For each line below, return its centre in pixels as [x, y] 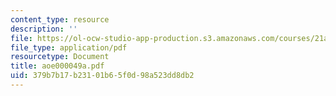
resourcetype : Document [60, 57]
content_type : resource [60, 19]
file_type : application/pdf [69, 47]
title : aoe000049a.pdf [57, 66]
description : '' [44, 29]
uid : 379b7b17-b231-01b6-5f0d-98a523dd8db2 [102, 76]
